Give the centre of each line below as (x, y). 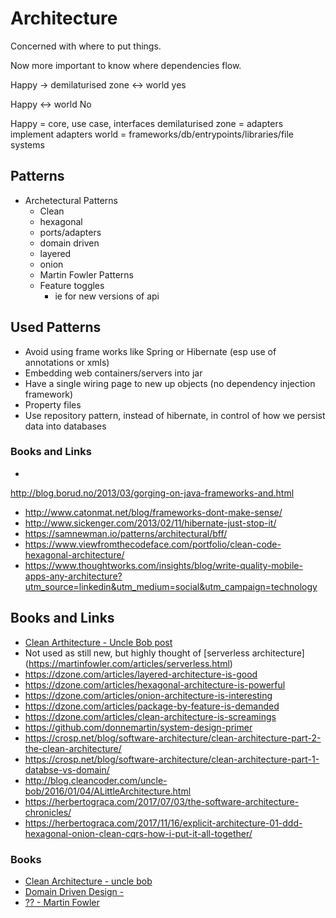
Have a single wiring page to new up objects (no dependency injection (170, 383)
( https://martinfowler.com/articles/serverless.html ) (128, 663)
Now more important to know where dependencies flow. (126, 65)
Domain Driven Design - (74, 891)
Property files (53, 404)
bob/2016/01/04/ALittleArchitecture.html (108, 791)
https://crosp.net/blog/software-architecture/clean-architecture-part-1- (172, 759)
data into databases (65, 426)
